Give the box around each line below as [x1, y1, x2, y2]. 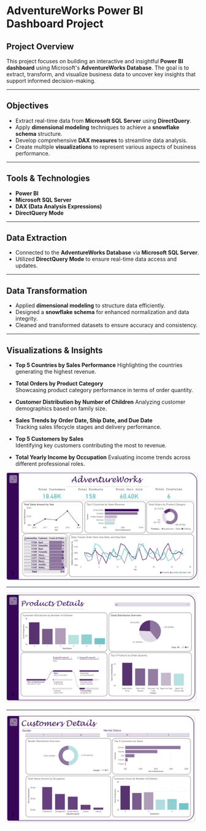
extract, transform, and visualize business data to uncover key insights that [6, 71, 196, 77]
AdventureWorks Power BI [6, 4, 143, 18]
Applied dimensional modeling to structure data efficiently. [15, 302, 166, 309]
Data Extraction [6, 233, 67, 243]
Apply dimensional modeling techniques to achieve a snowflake [15, 124, 180, 131]
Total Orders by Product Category [15, 380, 104, 387]
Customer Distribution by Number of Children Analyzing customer [15, 398, 186, 406]
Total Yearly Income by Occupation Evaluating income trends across [15, 454, 191, 461]
